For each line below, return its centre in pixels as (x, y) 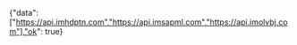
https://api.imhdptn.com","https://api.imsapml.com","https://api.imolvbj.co (152, 22)
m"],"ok (23, 31)
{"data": (24, 13)
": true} (50, 31)
